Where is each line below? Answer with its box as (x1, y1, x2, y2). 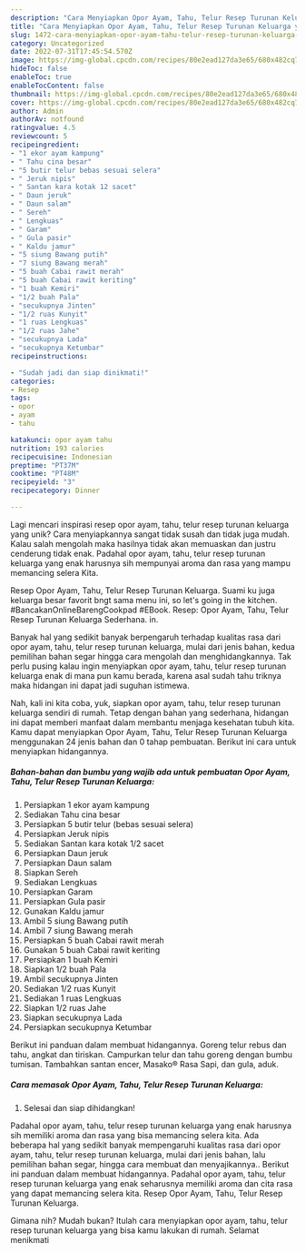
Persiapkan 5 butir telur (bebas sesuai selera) (23, 818, 194, 829)
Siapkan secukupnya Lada (23, 1012, 123, 1023)
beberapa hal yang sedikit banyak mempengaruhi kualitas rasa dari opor (10, 1139, 281, 1150)
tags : (10, 393, 31, 403)
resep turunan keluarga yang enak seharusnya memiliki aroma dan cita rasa (10, 1177, 293, 1188)
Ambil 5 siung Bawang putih (23, 915, 129, 926)
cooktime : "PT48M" (10, 470, 80, 479)
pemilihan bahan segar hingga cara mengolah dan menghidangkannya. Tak (10, 651, 291, 662)
